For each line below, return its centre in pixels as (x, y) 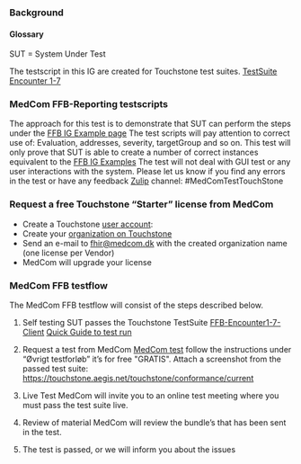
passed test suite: (55, 369)
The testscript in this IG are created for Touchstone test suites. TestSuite (143, 71)
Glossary (27, 34)
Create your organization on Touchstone (97, 233)
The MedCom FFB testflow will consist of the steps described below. (136, 305)
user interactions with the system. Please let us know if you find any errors (147, 172)
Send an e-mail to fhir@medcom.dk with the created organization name (155, 243)
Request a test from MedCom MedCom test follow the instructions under (157, 350)
